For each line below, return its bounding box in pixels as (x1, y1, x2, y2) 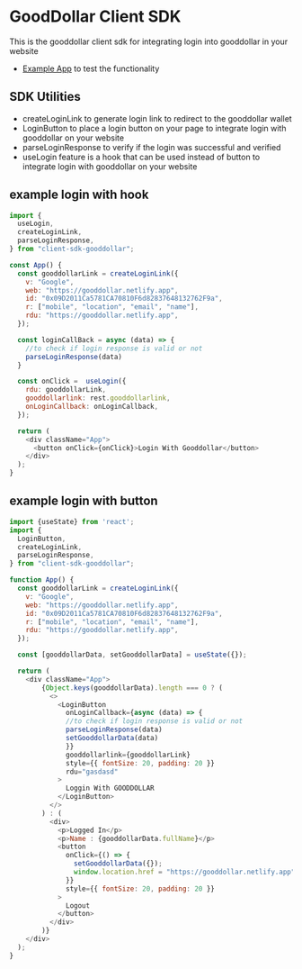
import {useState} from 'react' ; (9, 517, 135, 526)
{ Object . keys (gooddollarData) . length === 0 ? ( (41, 683, 223, 693)
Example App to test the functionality (22, 63, 160, 74)
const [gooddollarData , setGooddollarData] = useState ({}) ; (17, 650, 247, 659)
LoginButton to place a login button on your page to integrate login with (22, 122, 287, 133)
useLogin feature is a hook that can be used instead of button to (22, 151, 261, 162)
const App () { (9, 260, 63, 269)
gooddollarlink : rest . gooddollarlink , (25, 394, 171, 403)
